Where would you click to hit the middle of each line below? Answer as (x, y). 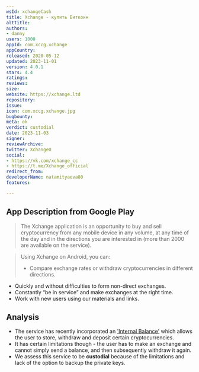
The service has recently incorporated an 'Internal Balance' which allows (103, 331)
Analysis (23, 317)
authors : (17, 28)
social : (16, 155)
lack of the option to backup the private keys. (70, 363)
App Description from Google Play (70, 212)
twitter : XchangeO (29, 150)
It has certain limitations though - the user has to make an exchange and (103, 344)
